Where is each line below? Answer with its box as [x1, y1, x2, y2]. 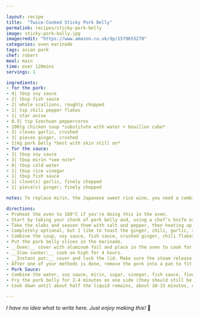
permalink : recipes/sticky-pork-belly [6, 25, 102, 31]
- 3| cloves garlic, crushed [6, 129, 78, 135]
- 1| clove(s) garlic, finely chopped [6, 179, 102, 185]
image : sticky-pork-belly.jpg [6, 30, 81, 36]
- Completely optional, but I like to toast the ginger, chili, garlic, [6, 228, 190, 234]
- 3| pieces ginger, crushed [6, 135, 78, 141]
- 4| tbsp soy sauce [6, 91, 57, 97]
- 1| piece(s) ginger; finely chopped [6, 184, 102, 190]
